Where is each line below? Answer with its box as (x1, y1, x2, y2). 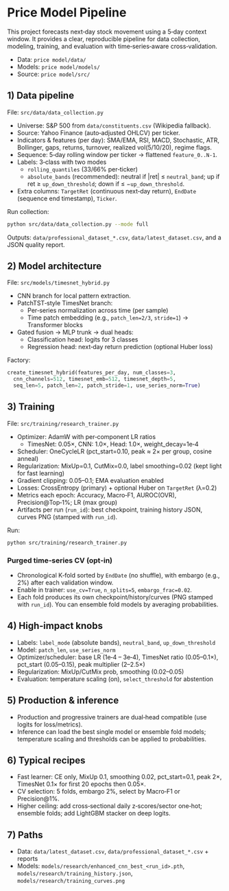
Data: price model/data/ (16, 55, 86, 63)
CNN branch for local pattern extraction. (16, 292, 132, 300)
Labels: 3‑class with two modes (16, 158, 107, 166)
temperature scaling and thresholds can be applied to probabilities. (16, 735, 207, 743)
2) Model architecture (7, 261, 101, 272)
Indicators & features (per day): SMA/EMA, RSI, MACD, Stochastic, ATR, (16, 136, 220, 144)
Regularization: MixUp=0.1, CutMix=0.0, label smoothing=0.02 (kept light (16, 462, 222, 470)
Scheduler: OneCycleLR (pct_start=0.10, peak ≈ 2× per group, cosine (16, 447, 213, 455)
